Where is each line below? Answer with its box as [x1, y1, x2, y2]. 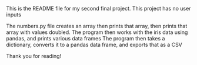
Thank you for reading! [6, 53, 62, 59]
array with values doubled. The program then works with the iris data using [6, 29, 188, 36]
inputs [6, 11, 22, 18]
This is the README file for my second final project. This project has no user [6, 5, 191, 12]
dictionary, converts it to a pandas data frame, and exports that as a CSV [6, 41, 182, 48]
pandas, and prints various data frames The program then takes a [6, 35, 165, 42]
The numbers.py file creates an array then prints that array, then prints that [6, 23, 188, 29]
